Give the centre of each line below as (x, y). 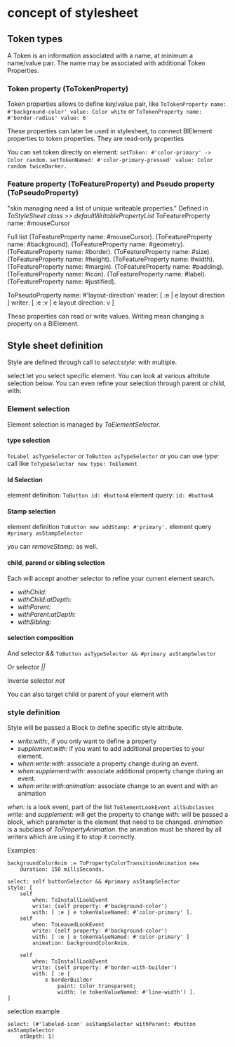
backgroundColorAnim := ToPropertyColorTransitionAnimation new (103, 863)
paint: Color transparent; (97, 986)
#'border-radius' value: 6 (47, 118)
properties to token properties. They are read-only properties (96, 139)
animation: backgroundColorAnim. (81, 943)
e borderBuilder (68, 980)
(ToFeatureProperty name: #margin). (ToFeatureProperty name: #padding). (116, 266)
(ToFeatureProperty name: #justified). (62, 281)
